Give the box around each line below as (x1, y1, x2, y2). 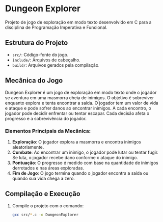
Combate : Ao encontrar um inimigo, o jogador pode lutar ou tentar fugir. (12, 149, 159, 155)
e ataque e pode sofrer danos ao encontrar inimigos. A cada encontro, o (5, 105, 151, 111)
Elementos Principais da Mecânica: (5, 128, 91, 135)
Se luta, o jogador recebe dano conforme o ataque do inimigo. (12, 154, 138, 160)
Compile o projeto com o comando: (12, 202, 84, 209)
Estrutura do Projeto (5, 39, 68, 47)
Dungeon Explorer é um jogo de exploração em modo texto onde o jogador (5, 89, 157, 95)
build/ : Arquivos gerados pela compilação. (12, 62, 100, 68)
